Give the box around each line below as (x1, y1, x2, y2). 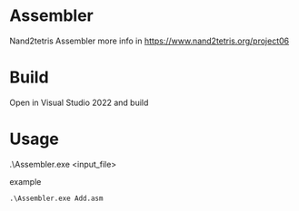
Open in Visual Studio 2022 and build (9, 97, 149, 108)
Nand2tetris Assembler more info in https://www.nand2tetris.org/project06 (9, 35, 289, 46)
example (9, 176, 42, 187)
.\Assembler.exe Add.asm (9, 194, 104, 203)
